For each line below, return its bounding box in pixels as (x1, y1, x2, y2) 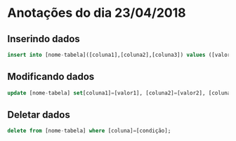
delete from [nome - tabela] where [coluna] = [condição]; (7, 128, 171, 135)
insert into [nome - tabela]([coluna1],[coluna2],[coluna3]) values (7, 51, 206, 58)
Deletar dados (7, 109, 70, 121)
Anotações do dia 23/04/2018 (7, 5, 186, 21)
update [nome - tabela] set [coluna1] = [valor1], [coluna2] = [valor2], (7, 89, 206, 96)
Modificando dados (7, 71, 95, 83)
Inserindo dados (7, 33, 81, 45)
